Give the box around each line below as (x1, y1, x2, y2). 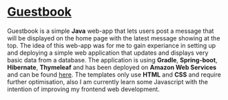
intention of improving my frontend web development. (7, 85, 160, 93)
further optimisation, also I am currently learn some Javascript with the (7, 77, 209, 86)
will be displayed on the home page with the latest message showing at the (7, 34, 220, 42)
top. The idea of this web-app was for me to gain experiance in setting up (7, 41, 216, 49)
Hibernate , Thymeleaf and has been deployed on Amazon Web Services (7, 63, 217, 71)
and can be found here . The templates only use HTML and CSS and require (7, 70, 222, 79)
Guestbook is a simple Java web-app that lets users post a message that (7, 27, 214, 35)
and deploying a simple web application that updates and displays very (7, 49, 209, 57)
